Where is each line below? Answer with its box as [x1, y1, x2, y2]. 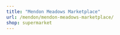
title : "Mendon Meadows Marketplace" [6, 8, 101, 15]
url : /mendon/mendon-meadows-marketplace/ [6, 14, 114, 20]
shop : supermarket [6, 20, 52, 26]
